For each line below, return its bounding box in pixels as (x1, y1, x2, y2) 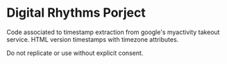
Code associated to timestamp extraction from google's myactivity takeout (6, 28, 220, 36)
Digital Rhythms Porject (6, 5, 146, 21)
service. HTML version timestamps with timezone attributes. (6, 35, 179, 43)
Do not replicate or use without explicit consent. (6, 49, 144, 57)
